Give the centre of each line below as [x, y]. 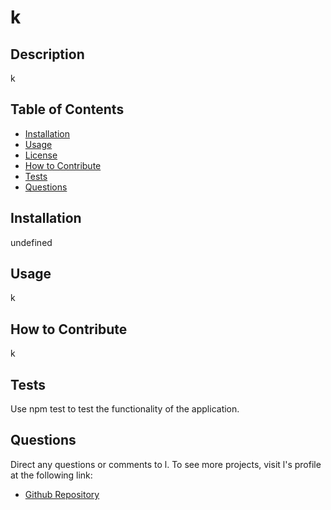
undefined [31, 242]
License [41, 155]
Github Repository [62, 494]
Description [47, 54]
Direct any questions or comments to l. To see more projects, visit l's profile [166, 464]
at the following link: [51, 475]
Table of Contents [67, 109]
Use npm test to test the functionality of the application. [125, 409]
